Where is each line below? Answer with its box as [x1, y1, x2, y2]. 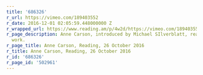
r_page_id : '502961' [6, 59, 59, 65]
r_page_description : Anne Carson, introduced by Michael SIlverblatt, [6, 31, 188, 37]
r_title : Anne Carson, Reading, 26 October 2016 [6, 48, 131, 54]
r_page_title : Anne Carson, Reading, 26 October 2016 [6, 43, 145, 49]
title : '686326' [6, 8, 47, 15]
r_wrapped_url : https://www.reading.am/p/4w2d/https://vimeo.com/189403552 [6, 25, 201, 32]
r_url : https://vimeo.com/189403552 [6, 15, 98, 21]
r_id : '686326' [6, 54, 45, 60]
